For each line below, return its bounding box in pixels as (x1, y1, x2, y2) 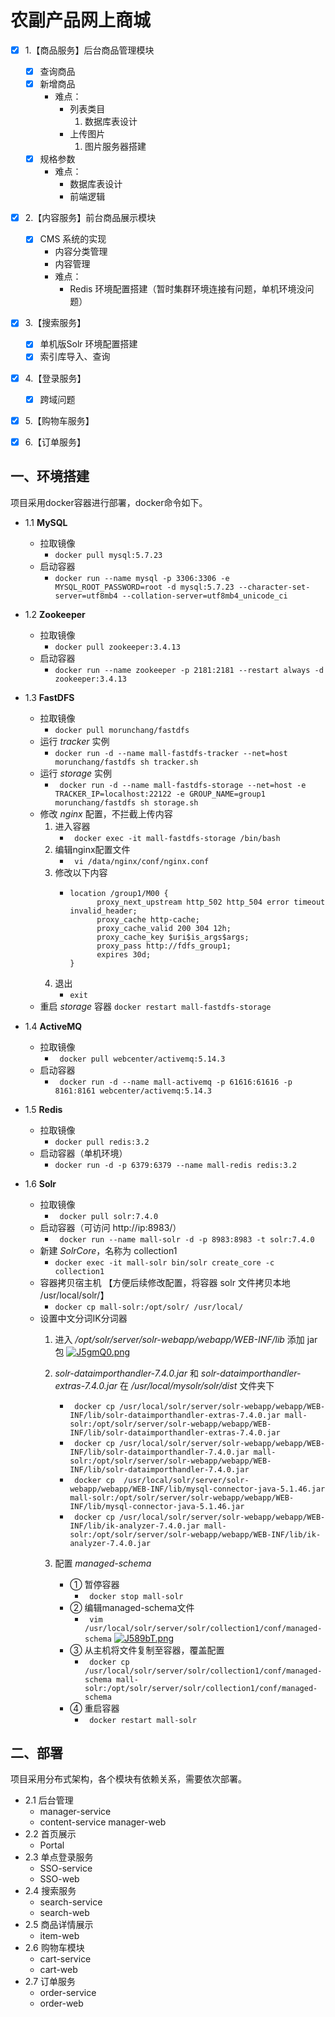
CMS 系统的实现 (39, 233, 107, 245)
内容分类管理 (54, 246, 108, 258)
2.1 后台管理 (24, 1794, 74, 1806)
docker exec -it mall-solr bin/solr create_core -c (54, 1257, 275, 1268)
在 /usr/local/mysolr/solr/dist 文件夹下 (119, 1379, 275, 1391)
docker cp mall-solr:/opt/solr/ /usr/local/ (54, 1302, 244, 1312)
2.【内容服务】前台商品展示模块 (24, 212, 157, 224)
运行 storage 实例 (39, 767, 112, 779)
